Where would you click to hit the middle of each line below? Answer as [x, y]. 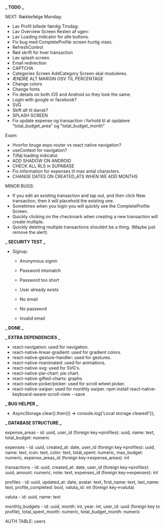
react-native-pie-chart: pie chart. [46, 373]
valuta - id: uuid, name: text [33, 497]
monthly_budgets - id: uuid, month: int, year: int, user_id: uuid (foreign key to [82, 506]
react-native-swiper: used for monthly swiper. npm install [70, 389]
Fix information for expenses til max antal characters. [66, 171]
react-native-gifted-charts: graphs [47, 378]
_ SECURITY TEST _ [25, 242]
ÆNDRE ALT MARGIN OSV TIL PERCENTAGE [58, 79]
